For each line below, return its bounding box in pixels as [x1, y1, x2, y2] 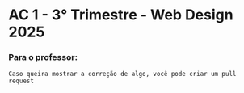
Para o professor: [8, 52, 78, 63]
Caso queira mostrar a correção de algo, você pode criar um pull [8, 70, 237, 78]
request [8, 77, 35, 86]
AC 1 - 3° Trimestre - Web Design [8, 6, 233, 24]
